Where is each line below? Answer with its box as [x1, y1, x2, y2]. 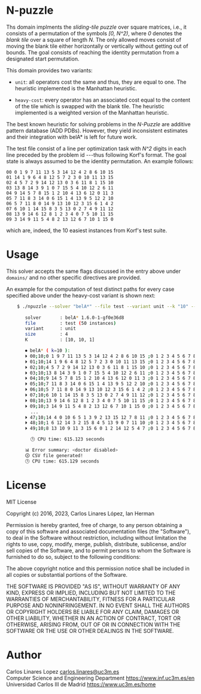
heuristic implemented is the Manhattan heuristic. [14, 84, 138, 92]
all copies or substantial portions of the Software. [6, 571, 127, 578]
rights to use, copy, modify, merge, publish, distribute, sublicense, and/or [6, 540, 187, 547]
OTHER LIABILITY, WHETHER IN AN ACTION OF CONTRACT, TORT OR [6, 614, 181, 622]
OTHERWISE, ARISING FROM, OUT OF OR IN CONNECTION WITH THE [6, 620, 181, 628]
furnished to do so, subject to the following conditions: [6, 553, 141, 560]
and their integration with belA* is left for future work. [6, 133, 138, 141]
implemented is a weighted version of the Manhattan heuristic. [14, 109, 169, 116]
